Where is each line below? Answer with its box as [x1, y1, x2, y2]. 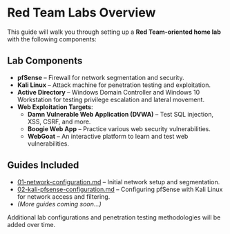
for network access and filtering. [17, 192, 111, 201]
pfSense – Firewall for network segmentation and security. [17, 73, 184, 81]
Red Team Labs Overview [7, 5, 156, 21]
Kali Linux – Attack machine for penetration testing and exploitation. [17, 81, 211, 89]
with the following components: [7, 35, 97, 43]
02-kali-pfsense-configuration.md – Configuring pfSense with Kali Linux [17, 185, 223, 193]
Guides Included [7, 159, 79, 171]
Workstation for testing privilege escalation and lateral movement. [17, 95, 205, 104]
